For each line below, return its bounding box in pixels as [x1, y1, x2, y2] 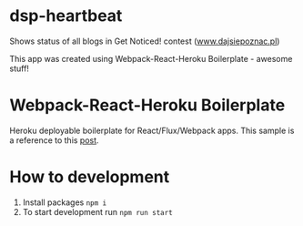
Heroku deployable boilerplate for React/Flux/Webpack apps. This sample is [9, 125, 295, 136]
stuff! [9, 63, 30, 74]
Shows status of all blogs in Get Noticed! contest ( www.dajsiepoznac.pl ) [9, 36, 280, 46]
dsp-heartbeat [9, 5, 123, 26]
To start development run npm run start [22, 206, 173, 217]
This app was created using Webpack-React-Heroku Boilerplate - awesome [9, 53, 293, 64]
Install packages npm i [22, 197, 107, 208]
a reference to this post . [9, 134, 99, 146]
